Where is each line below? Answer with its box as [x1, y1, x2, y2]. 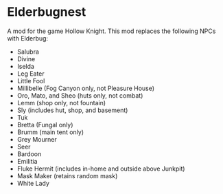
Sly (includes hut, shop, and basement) [16, 106, 128, 114]
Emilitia [16, 157, 38, 165]
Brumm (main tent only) [16, 128, 84, 136]
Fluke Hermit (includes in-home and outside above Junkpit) [16, 164, 185, 173]
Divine [16, 54, 36, 63]
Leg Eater [16, 69, 45, 78]
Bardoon [16, 149, 42, 158]
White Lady [16, 179, 50, 187]
